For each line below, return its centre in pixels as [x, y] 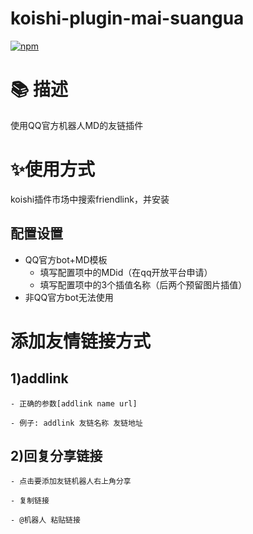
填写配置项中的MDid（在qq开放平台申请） [126, 272]
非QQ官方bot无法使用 [69, 297]
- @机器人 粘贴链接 [45, 520]
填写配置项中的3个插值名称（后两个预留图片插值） [143, 284]
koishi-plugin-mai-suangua [127, 18]
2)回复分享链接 [56, 456]
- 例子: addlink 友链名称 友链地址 [76, 423]
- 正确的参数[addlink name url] [74, 403]
